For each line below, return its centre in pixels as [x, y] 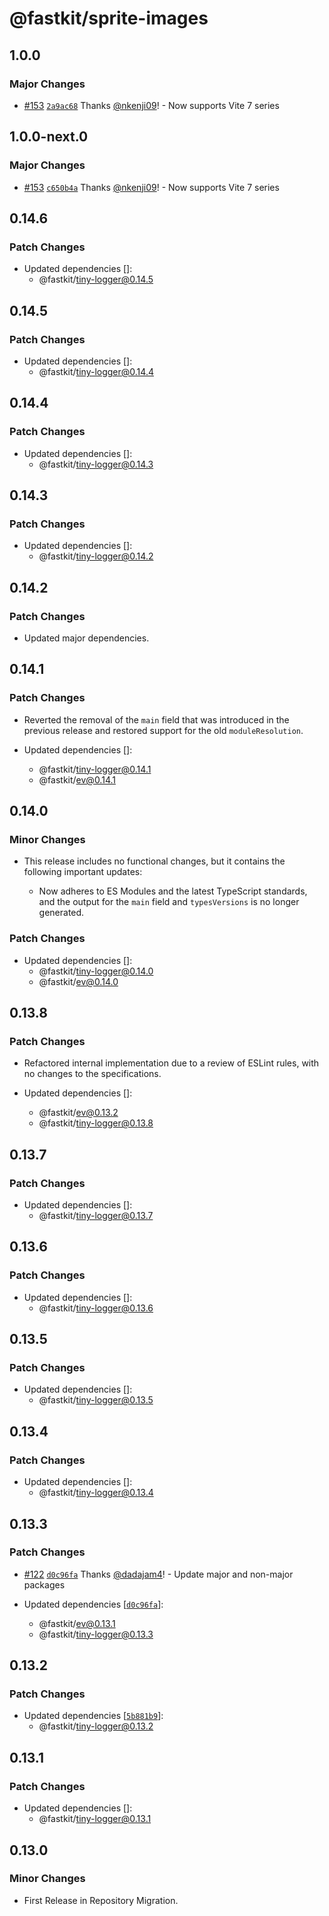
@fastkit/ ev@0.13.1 [77, 1623]
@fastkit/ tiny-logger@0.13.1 [95, 1819]
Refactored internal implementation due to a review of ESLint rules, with [171, 1063]
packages [44, 1584]
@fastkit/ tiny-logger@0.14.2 [96, 556]
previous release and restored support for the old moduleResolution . [163, 730]
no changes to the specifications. [92, 1074]
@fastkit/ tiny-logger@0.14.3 [96, 464]
